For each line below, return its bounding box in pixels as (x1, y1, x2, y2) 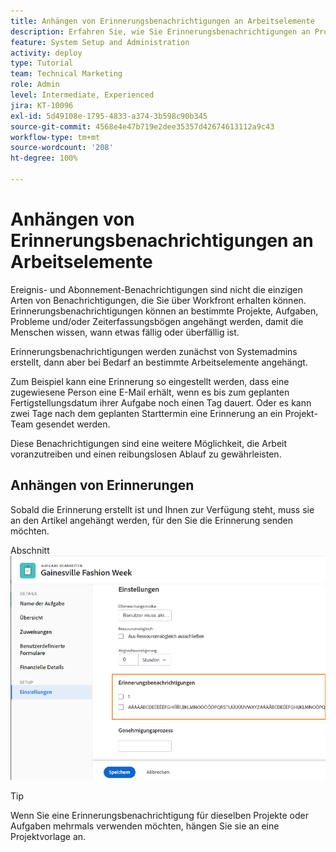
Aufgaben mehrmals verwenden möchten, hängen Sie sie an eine (10, 820, 280, 832)
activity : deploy (10, 48, 83, 58)
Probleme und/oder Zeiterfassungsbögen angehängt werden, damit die (10, 315, 304, 327)
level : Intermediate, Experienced (10, 90, 155, 100)
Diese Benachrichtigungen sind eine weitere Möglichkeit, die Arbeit (10, 437, 288, 449)
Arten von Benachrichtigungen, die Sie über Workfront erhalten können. (10, 294, 307, 306)
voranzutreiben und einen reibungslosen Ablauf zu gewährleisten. (10, 448, 282, 460)
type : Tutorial (10, 58, 74, 69)
